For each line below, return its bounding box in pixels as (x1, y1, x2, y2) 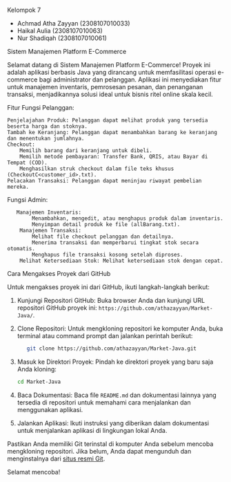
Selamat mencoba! (7, 467, 61, 476)
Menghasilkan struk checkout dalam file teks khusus (19, 165, 174, 172)
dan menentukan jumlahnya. (7, 135, 85, 142)
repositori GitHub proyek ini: (17, 304, 98, 312)
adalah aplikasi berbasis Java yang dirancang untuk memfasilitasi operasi (7, 68, 217, 76)
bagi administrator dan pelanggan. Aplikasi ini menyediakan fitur (39, 75, 222, 84)
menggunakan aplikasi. (17, 405, 83, 414)
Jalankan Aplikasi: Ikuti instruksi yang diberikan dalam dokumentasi (17, 418, 209, 427)
